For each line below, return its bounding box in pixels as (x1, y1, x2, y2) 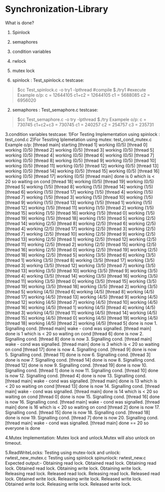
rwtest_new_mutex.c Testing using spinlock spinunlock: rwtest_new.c (5, 454, 146, 460)
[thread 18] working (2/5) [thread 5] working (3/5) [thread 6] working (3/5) (5, 252, 156, 258)
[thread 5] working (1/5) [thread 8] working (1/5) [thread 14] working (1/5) (5, 184, 154, 190)
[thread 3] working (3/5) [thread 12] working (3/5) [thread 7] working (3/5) (5, 262, 156, 268)
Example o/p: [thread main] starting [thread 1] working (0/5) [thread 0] (5, 142, 148, 148)
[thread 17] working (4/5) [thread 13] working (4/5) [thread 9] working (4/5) (5, 294, 158, 300)
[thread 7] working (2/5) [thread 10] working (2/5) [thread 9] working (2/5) (5, 231, 156, 237)
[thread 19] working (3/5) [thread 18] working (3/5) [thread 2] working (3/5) (5, 283, 158, 289)
